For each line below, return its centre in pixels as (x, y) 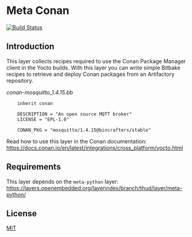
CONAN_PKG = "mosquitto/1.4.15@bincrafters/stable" (84, 130)
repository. (20, 80)
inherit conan (35, 103)
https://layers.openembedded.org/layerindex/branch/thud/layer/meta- (94, 188)
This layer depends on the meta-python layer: (62, 181)
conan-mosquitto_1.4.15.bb (40, 92)
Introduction (30, 46)
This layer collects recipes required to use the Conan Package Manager (96, 61)
